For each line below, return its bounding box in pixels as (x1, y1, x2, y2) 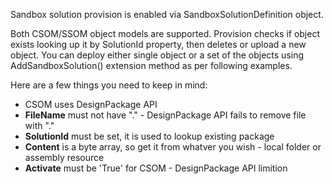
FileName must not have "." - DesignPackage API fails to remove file (24, 109, 307, 121)
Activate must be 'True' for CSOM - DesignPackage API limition (24, 162, 288, 174)
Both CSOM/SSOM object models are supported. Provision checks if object (10, 28, 320, 39)
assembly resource (24, 152, 105, 163)
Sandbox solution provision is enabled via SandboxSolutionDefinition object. (10, 9, 324, 20)
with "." (24, 120, 55, 131)
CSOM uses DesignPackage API (24, 99, 158, 110)
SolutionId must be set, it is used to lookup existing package (24, 130, 275, 142)
